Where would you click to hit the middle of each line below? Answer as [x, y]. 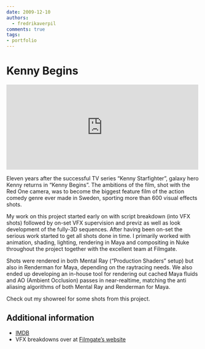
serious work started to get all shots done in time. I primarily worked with [99, 236]
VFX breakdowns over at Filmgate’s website [70, 339]
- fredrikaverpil [34, 23]
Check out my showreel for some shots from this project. [78, 299]
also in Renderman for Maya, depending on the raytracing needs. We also [99, 267]
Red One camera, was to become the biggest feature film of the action [95, 191]
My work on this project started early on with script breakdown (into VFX [98, 216]
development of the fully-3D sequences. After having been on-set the [95, 229]
